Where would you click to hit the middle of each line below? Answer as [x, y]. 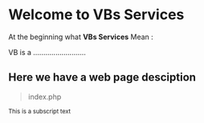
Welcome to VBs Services [96, 15]
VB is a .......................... [47, 52]
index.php [45, 97]
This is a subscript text [39, 111]
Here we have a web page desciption [102, 77]
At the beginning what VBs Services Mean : [81, 37]
